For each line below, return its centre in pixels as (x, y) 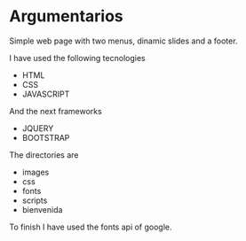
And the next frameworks (56, 111)
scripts (35, 200)
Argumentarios (67, 16)
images (36, 172)
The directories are (44, 155)
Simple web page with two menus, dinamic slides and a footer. (123, 41)
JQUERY (38, 128)
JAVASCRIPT (46, 94)
